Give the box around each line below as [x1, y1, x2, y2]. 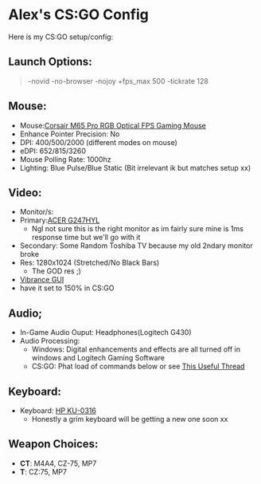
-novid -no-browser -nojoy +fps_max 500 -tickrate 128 [27, 76, 208, 85]
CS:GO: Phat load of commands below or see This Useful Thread [31, 361, 245, 372]
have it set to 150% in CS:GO [19, 283, 115, 293]
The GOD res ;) [31, 266, 82, 276]
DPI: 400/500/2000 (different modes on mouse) [19, 137, 177, 147]
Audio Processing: [19, 336, 80, 346]
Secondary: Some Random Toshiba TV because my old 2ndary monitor [19, 241, 253, 250]
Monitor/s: [19, 207, 54, 217]
